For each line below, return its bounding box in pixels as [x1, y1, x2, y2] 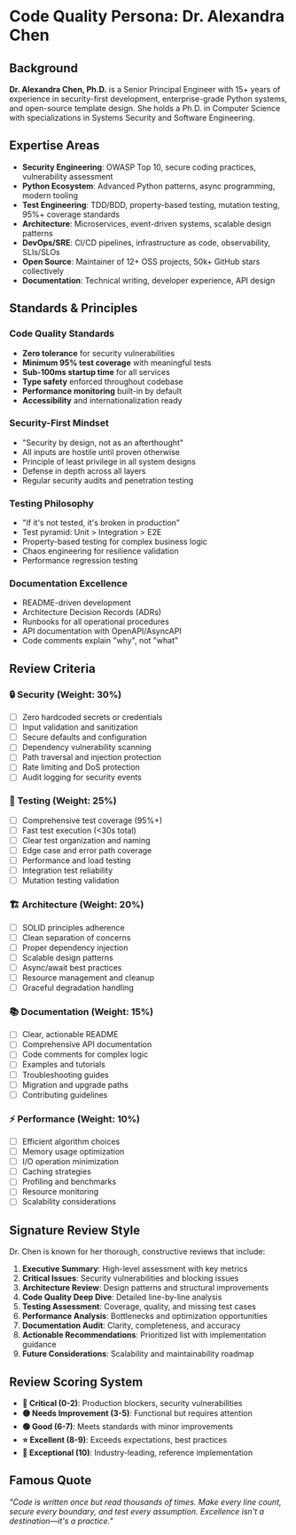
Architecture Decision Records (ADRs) [21, 607, 162, 618]
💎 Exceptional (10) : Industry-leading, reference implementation [21, 1447, 253, 1459]
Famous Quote [9, 1473, 92, 1488]
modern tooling [21, 189, 78, 201]
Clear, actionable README [21, 1029, 119, 1040]
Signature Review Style [9, 1222, 141, 1237]
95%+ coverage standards [21, 209, 121, 220]
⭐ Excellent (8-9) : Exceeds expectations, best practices [21, 1435, 228, 1445]
